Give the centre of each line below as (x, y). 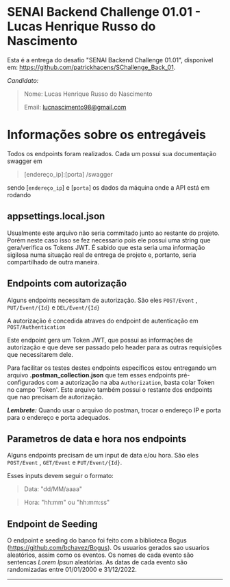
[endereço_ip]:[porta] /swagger (68, 174)
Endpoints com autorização (67, 284)
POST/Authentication (37, 327)
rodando (19, 195)
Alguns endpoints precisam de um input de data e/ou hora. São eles (103, 455)
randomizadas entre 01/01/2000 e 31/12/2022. (72, 570)
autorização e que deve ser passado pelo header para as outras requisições (115, 347)
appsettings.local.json (56, 216)
